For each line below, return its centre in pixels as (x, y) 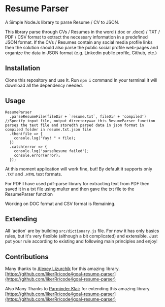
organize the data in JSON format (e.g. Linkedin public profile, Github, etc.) (81, 53)
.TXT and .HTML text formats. (34, 174)
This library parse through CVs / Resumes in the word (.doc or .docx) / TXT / (82, 32)
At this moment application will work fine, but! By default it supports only (79, 169)
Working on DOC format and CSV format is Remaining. (60, 204)
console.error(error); (37, 155)
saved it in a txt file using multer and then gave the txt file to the (70, 189)
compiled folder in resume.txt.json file (48, 129)
